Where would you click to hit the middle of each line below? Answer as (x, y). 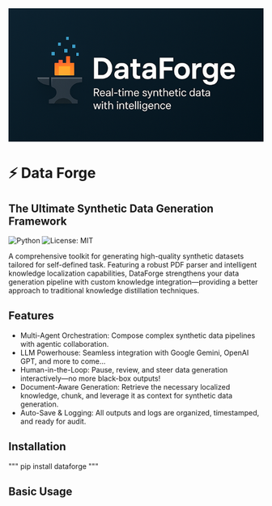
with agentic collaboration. (64, 344)
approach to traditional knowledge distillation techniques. (104, 290)
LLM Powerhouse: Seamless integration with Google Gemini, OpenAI (134, 352)
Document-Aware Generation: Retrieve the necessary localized (125, 386)
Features (31, 316)
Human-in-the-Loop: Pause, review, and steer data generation (124, 369)
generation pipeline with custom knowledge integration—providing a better (133, 281)
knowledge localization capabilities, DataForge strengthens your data (124, 273)
